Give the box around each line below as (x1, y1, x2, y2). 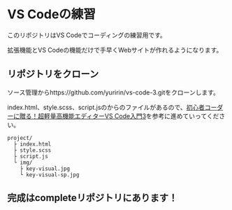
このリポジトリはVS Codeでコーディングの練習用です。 (7, 31, 166, 39)
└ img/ (13, 159, 33, 166)
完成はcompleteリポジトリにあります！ (7, 192, 178, 204)
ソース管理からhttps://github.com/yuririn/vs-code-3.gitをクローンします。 (7, 88, 220, 97)
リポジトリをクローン (7, 68, 99, 80)
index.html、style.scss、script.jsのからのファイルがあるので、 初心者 (7, 103, 205, 111)
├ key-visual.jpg (20, 165, 71, 172)
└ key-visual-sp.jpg (20, 171, 80, 178)
